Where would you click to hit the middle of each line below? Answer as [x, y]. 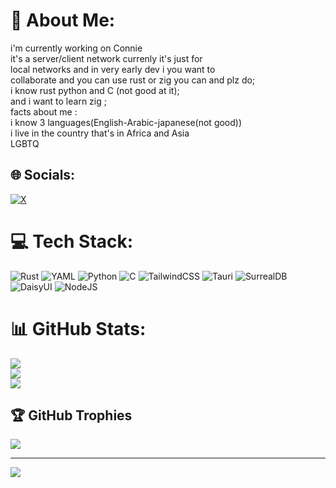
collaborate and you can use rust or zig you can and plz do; [133, 80]
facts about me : [44, 111]
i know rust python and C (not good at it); [95, 90]
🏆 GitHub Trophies [71, 415]
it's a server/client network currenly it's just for [106, 58]
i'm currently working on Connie [76, 48]
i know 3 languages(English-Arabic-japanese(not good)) [126, 122]
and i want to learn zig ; [58, 101]
